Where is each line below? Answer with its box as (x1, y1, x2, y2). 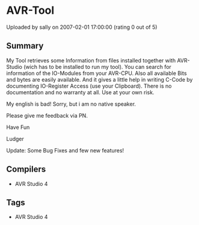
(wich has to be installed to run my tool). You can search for (23, 63, 171, 70)
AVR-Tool (6, 4, 55, 17)
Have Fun (6, 124, 30, 131)
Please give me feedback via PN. (6, 112, 88, 119)
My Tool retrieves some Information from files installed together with (6, 56, 176, 64)
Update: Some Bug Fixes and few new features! (6, 146, 124, 154)
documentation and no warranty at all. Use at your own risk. (6, 88, 155, 96)
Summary (6, 41, 44, 51)
